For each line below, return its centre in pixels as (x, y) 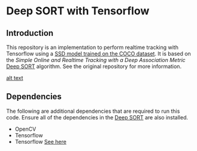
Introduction (30, 33)
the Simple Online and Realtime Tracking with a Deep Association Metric (96, 60)
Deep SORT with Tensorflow (78, 11)
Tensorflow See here (41, 141)
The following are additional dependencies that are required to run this (93, 111)
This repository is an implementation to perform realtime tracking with (92, 47)
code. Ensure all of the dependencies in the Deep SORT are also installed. (97, 117)
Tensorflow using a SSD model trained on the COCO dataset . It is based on (99, 54)
